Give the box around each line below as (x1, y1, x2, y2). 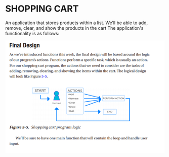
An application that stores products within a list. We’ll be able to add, (5, 20, 148, 26)
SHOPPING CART (5, 3, 79, 15)
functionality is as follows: (5, 30, 60, 36)
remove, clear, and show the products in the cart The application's (5, 25, 144, 31)
